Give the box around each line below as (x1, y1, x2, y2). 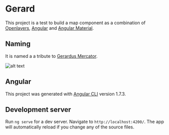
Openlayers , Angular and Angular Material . (5, 25, 94, 31)
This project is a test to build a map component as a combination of (5, 20, 146, 26)
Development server (5, 105, 71, 114)
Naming (5, 40, 31, 48)
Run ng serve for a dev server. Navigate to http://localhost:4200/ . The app (5, 119, 164, 125)
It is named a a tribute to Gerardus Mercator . (5, 53, 98, 59)
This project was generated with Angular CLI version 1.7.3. (5, 91, 126, 97)
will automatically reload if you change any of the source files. (5, 124, 135, 130)
